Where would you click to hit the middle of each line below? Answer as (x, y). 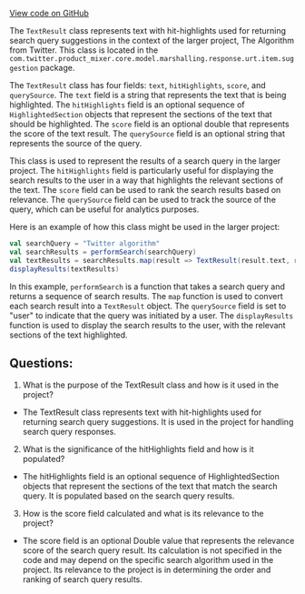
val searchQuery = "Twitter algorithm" (85, 244)
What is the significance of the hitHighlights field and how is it (138, 449)
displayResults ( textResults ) (64, 269)
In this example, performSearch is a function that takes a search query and (148, 287)
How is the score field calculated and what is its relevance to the (143, 514)
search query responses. (69, 432)
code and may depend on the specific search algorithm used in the (148, 560)
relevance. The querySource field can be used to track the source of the (143, 200)
